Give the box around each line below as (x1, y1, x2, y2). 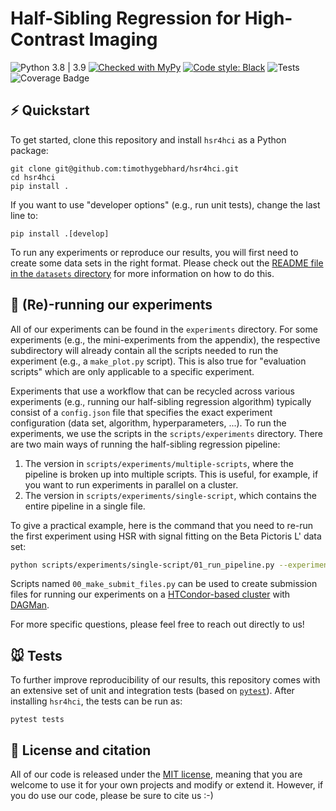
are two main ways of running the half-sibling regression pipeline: (10, 438, 281, 450)
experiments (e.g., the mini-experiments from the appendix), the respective (10, 333, 321, 346)
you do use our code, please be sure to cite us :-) (10, 790, 214, 802)
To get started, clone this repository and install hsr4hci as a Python (10, 133, 287, 146)
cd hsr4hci (10, 172, 56, 182)
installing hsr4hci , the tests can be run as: (10, 695, 183, 707)
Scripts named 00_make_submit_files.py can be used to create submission (10, 578, 318, 590)
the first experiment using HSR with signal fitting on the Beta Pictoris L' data (10, 530, 322, 542)
